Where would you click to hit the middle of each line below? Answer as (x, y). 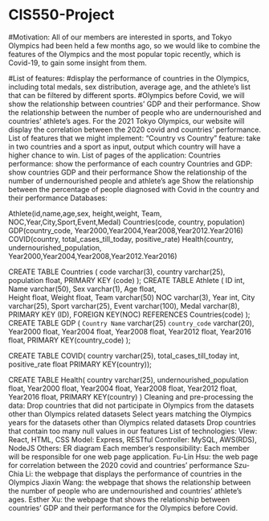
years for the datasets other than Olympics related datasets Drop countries (132, 422)
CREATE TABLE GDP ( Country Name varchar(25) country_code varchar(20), (131, 322)
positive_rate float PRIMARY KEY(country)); (80, 364)
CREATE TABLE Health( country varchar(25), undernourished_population (128, 379)
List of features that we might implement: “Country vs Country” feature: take (134, 137)
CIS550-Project (61, 15)
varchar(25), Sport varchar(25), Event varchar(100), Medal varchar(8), (124, 306)
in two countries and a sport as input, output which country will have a (124, 146)
